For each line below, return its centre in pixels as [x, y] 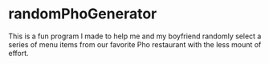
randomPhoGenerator [83, 14]
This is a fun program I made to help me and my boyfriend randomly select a [135, 36]
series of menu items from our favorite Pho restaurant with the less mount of [135, 44]
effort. [19, 53]
